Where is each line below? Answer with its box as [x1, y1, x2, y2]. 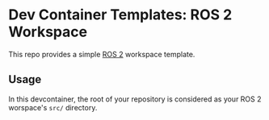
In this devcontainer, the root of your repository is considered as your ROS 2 [8, 94, 262, 104]
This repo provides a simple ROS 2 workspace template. [8, 49, 195, 59]
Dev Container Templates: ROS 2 [8, 6, 233, 24]
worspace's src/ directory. [8, 102, 98, 112]
